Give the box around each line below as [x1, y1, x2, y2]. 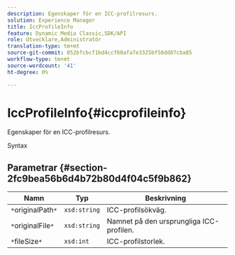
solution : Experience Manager [7, 17, 96, 24]
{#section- [59, 161, 108, 173]
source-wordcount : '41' [7, 62, 77, 69]
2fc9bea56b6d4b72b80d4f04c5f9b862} [7, 173, 192, 184]
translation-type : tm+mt [7, 43, 80, 50]
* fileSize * [10, 237, 43, 247]
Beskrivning [145, 194, 187, 203]
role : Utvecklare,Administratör [7, 36, 101, 43]
